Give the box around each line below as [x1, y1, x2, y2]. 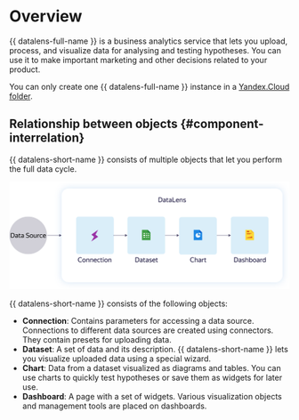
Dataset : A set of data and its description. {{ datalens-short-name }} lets [21, 344, 289, 355]
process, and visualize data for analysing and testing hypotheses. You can [9, 44, 282, 55]
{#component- [180, 117, 264, 132]
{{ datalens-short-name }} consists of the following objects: [9, 298, 229, 309]
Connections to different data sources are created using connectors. [21, 325, 274, 335]
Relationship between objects [9, 117, 178, 132]
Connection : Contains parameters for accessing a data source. [21, 316, 255, 327]
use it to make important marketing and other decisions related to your [9, 54, 268, 65]
